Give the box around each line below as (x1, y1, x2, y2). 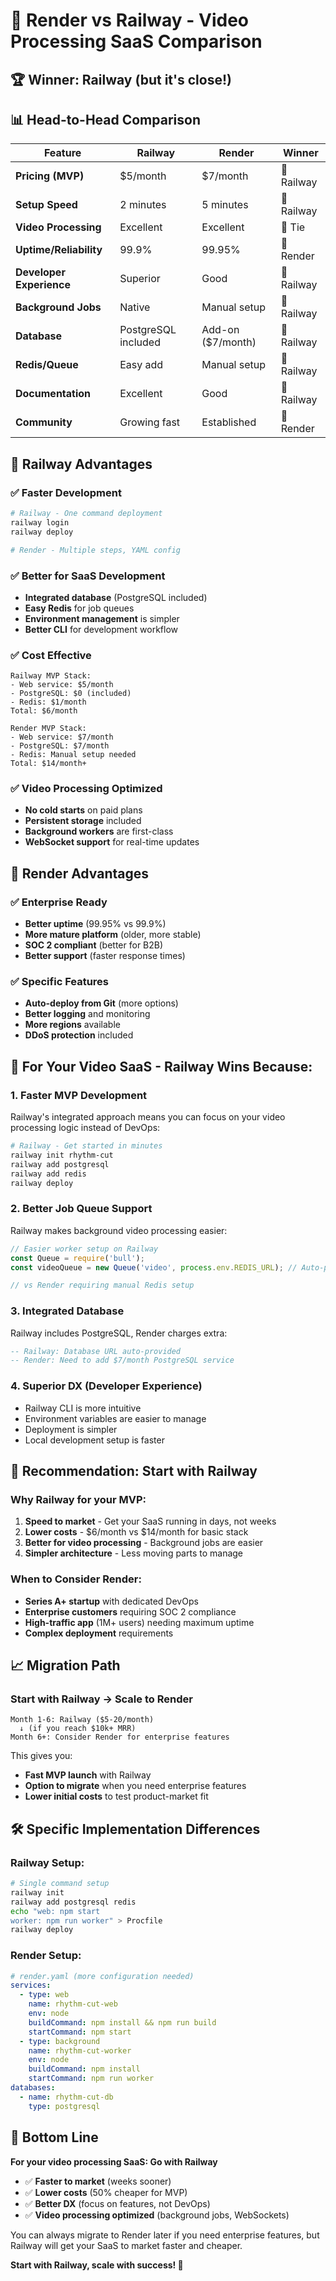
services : (10, 1980, 52, 1991)
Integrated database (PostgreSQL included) (24, 591, 208, 603)
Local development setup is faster (24, 1434, 165, 1446)
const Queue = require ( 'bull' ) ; (10, 1253, 145, 1263)
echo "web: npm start (10, 1906, 101, 1916)
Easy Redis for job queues (24, 602, 135, 614)
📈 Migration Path (10, 1657, 121, 1674)
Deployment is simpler (24, 1423, 118, 1435)
